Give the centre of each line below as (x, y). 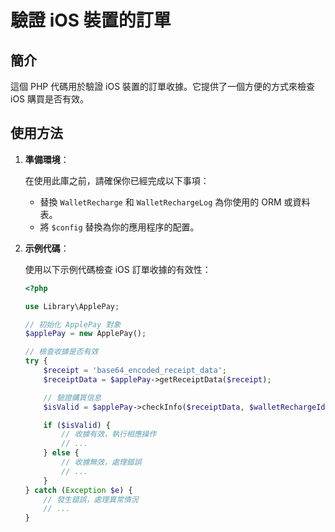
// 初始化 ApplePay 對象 (73, 324)
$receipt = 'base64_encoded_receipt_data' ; (135, 371)
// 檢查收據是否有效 (61, 352)
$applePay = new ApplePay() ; (85, 334)
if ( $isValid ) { (77, 425)
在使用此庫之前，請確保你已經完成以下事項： (117, 180)
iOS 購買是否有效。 (50, 99)
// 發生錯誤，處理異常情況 (91, 499)
